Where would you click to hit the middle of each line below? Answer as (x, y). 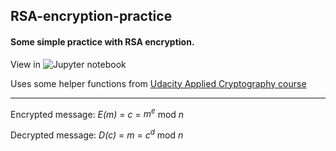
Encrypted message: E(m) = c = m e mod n (97, 113)
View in (26, 64)
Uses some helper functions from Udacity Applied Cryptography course (158, 83)
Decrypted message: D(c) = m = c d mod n (97, 134)
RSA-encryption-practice (91, 16)
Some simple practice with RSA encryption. (102, 41)
